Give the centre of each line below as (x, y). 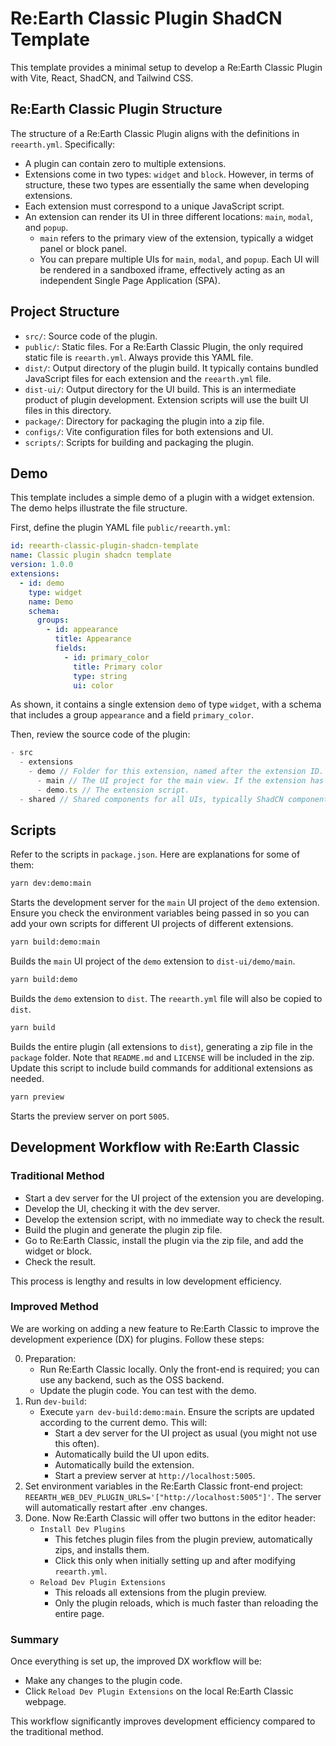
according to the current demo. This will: (123, 1422)
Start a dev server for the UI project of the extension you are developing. (174, 1198)
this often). (77, 1443)
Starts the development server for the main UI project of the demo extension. (165, 903)
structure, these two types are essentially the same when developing (167, 184)
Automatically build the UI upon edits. (132, 1454)
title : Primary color (118, 667)
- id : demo (42, 583)
